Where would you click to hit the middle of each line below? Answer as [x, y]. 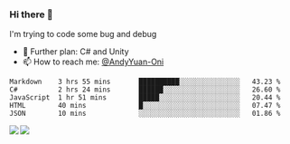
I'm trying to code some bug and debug [83, 34]
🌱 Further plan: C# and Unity [75, 52]
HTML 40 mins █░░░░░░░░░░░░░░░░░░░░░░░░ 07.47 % [145, 106]
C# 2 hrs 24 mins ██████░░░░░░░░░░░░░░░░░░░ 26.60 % [145, 90]
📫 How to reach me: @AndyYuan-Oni [93, 62]
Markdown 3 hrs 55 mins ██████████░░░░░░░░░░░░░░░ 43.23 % [145, 82]
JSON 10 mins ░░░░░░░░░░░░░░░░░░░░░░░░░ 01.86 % [145, 114]
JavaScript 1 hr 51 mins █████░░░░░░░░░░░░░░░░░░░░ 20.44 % [145, 98]
